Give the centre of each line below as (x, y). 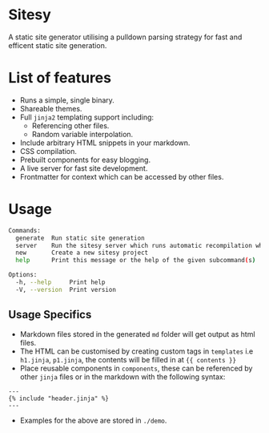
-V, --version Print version (66, 289)
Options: (23, 275)
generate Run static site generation (80, 238)
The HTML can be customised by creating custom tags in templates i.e (137, 351)
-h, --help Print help (60, 282)
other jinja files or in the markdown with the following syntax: (122, 376)
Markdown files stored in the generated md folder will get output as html (137, 334)
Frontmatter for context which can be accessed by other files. (122, 176)
